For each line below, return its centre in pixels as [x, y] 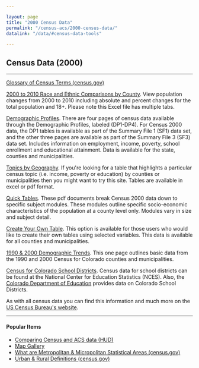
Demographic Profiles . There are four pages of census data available [90, 118]
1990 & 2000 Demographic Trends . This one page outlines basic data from [97, 253]
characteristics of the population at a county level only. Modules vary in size [99, 211]
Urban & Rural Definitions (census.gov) [62, 359]
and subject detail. [29, 217]
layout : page [22, 17]
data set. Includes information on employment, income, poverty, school [93, 144]
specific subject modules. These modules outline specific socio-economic [97, 205]
